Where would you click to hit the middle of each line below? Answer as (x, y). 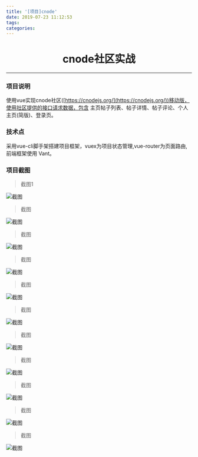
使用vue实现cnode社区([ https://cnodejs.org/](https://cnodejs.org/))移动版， (98, 101)
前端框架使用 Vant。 (30, 153)
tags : (13, 22)
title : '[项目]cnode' (32, 12)
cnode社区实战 (99, 59)
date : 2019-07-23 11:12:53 (39, 17)
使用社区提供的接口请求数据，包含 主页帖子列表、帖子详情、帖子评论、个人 (97, 108)
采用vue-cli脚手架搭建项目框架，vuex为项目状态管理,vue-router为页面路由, (97, 146)
